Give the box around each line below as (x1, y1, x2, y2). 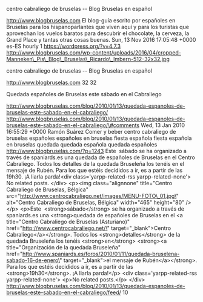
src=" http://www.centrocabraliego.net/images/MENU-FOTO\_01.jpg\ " (6, 192, 179, 199)
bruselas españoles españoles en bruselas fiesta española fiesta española (6, 134, 192, 142)
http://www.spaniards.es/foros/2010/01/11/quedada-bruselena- (22, 251, 180, 257)
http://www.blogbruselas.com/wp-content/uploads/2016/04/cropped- (6, 49, 182, 56)
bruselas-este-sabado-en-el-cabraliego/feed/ (6, 289, 121, 296)
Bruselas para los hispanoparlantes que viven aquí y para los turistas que (6, 24, 190, 30)
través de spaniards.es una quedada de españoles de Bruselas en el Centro (6, 154, 195, 161)
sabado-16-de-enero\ (6, 257, 60, 264)
